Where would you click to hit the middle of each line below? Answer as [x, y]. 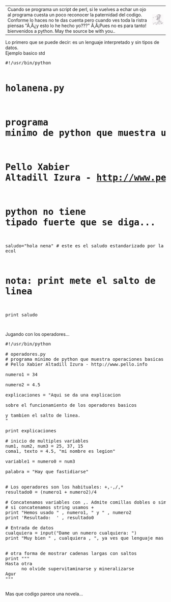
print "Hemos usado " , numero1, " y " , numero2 [68, 512]
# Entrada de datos [30, 528]
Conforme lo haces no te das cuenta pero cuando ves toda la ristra [77, 20]
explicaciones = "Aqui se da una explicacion [63, 395]
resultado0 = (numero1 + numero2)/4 [51, 492]
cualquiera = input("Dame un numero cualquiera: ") [71, 533]
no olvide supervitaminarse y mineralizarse [78, 569]
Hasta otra [19, 563]
